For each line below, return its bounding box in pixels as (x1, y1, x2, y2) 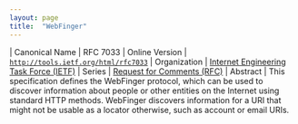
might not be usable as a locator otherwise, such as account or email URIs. (9, 104, 290, 115)
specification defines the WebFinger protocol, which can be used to (9, 75, 263, 86)
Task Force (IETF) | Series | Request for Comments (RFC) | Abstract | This (9, 65, 285, 77)
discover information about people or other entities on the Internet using (9, 85, 280, 96)
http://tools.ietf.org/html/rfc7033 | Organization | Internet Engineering (9, 56, 286, 67)
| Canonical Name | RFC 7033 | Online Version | (9, 46, 188, 57)
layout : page (9, 13, 59, 23)
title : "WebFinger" (9, 22, 88, 31)
